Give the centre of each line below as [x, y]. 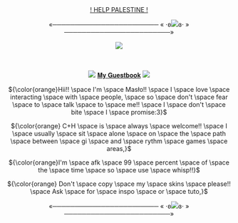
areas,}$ [119, 149]
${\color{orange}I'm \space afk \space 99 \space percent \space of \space [119, 162]
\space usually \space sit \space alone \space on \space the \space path [119, 134]
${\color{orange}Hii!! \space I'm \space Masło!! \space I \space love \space [119, 89]
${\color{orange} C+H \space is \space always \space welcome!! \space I [119, 126]
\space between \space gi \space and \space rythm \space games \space [119, 141]
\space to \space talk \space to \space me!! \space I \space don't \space [119, 104]
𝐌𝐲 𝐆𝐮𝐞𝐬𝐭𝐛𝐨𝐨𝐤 [119, 75]
